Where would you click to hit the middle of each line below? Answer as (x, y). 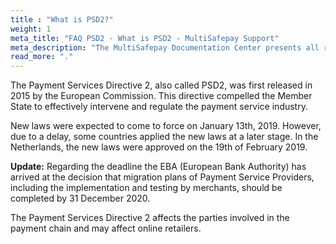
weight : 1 (31, 29)
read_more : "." (42, 57)
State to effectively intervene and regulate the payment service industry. (159, 107)
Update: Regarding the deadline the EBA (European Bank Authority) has (158, 167)
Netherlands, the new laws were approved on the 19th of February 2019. (159, 147)
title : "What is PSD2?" (62, 19)
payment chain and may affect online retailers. (106, 228)
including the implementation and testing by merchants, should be (146, 188)
